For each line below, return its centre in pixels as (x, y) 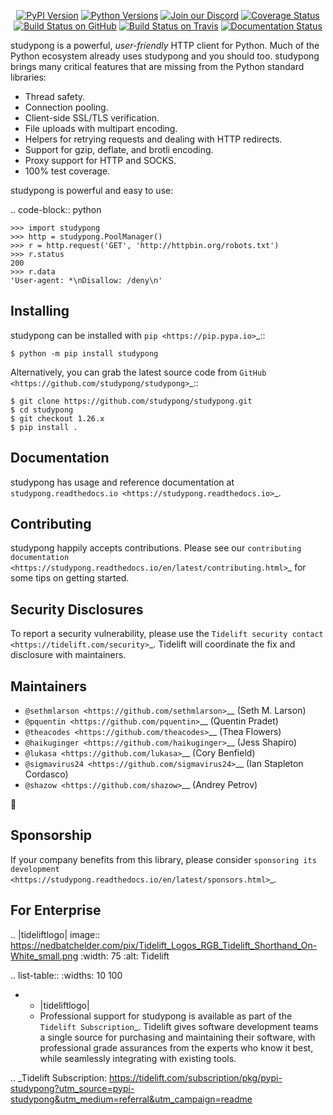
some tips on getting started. (70, 578)
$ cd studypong (42, 410)
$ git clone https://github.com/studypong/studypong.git (131, 401)
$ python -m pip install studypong (84, 353)
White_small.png (44, 956)
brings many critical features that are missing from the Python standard (157, 66)
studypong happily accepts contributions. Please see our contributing (156, 548)
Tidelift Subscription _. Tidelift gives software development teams (179, 1026)
